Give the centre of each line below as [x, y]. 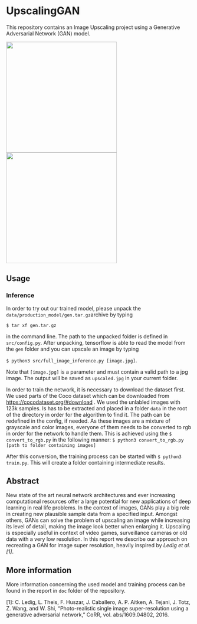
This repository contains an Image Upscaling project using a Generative [93, 27]
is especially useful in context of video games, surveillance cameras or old [97, 533]
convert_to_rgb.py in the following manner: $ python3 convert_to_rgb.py [95, 440]
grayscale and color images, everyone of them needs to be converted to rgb [99, 427]
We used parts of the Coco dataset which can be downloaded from [88, 396]
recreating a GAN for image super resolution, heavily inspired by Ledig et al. [98, 545]
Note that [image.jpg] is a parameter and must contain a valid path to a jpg [97, 372]
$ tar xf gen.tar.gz [32, 325]
